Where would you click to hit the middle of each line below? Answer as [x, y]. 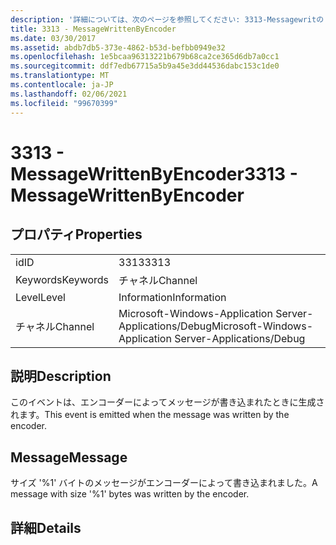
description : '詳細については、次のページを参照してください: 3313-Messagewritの [167, 19]
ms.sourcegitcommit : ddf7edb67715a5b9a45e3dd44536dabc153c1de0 [145, 66]
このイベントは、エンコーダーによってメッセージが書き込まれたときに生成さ [167, 402]
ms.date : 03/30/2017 [53, 38]
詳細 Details [46, 527]
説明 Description [61, 376]
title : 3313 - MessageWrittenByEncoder [93, 29]
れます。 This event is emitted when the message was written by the [150, 415]
